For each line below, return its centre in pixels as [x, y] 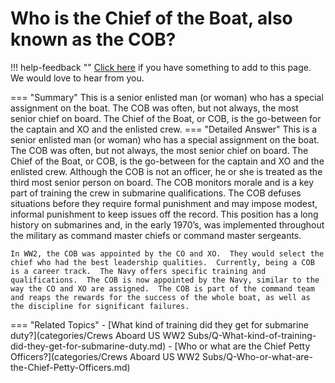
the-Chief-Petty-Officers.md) [70, 367]
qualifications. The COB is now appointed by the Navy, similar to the [165, 280]
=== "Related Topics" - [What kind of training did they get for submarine [159, 324]
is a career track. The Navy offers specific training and [138, 271]
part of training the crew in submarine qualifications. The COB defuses [156, 193]
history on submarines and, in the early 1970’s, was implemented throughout [167, 224]
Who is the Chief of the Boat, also [151, 18]
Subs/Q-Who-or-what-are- [257, 356]
